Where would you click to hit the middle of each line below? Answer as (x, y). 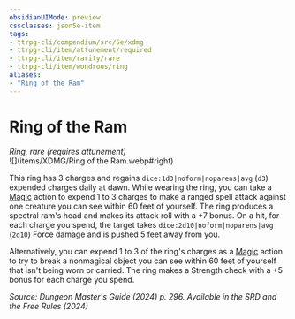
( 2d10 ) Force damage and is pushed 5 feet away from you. (115, 234)
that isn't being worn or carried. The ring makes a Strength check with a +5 (146, 270)
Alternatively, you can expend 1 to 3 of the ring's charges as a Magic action (146, 251)
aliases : (25, 75)
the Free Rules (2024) (49, 306)
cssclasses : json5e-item (55, 26)
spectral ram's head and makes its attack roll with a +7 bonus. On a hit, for (144, 215)
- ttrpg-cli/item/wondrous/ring (68, 67)
